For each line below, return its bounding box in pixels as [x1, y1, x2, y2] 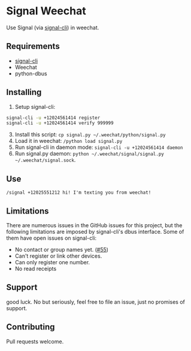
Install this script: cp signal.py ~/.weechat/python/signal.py [14, 131, 166, 138]
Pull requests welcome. [6, 338, 64, 345]
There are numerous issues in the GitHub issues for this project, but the [6, 221, 183, 228]
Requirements [6, 41, 60, 51]
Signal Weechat [6, 4, 86, 18]
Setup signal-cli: [14, 103, 56, 110]
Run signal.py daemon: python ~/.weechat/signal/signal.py [14, 150, 165, 157]
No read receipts [14, 265, 57, 272]
